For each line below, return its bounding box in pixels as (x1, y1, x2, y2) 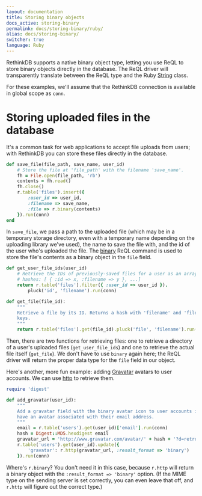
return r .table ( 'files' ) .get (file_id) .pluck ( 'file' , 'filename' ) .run (17, 326, 195, 332)
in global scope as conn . (6, 90, 66, 97)
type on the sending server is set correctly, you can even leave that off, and (6, 476, 194, 484)
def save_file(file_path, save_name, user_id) (6, 161, 125, 167)
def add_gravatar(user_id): (6, 397, 77, 403)
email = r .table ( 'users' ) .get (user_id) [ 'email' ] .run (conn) (17, 425, 168, 431)
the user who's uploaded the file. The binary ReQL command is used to (6, 247, 183, 254)
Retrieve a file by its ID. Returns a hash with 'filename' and (17, 310, 182, 316)
